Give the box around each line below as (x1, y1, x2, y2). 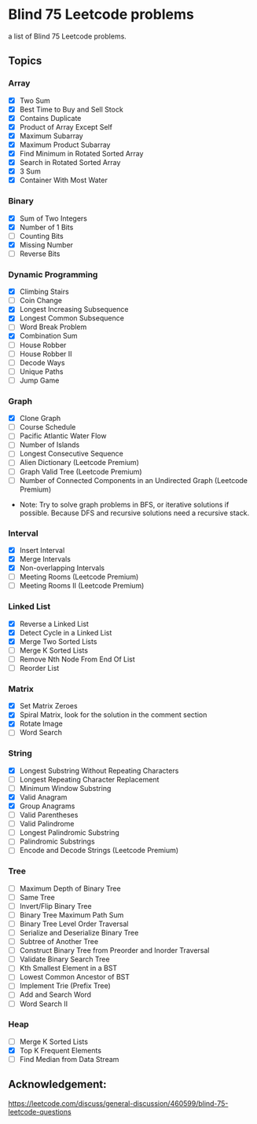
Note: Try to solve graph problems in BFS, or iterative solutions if (19, 500, 229, 509)
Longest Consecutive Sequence (19, 449, 123, 459)
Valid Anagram (19, 792, 68, 802)
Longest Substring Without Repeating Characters (19, 766, 179, 775)
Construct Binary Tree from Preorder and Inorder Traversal (19, 946, 210, 955)
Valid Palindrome (19, 819, 75, 829)
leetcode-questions (8, 1107, 72, 1116)
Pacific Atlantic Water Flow (19, 431, 107, 441)
